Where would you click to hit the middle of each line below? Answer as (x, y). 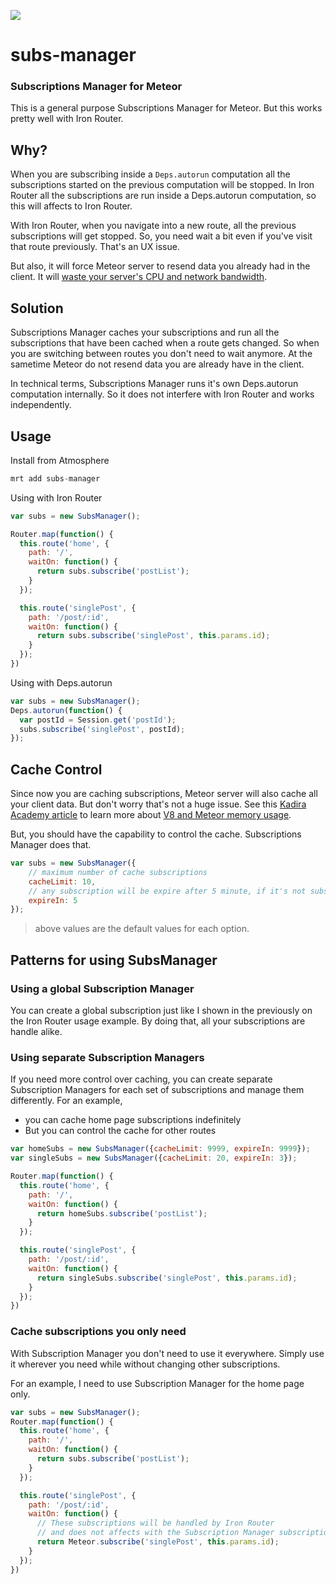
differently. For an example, (66, 1101)
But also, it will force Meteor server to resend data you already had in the (160, 266)
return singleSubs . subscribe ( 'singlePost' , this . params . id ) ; (167, 1278)
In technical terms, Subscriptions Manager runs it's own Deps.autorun (154, 384)
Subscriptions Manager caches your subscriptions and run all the (145, 332)
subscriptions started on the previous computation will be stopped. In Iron (162, 185)
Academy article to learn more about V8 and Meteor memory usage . (151, 815)
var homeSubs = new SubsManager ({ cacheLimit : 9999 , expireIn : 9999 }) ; (160, 1149)
